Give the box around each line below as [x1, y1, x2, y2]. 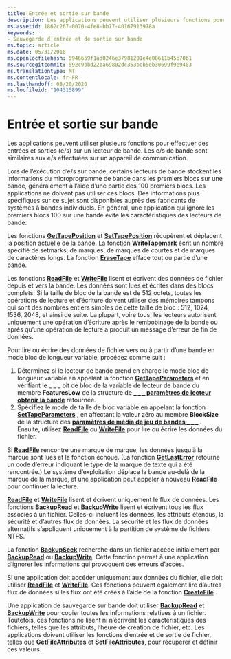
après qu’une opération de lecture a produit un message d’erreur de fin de [7, 325, 217, 334]
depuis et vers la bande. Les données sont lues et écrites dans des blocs [7, 281, 214, 290]
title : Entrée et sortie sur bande [7, 10, 109, 17]
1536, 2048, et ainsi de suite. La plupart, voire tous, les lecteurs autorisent [7, 311, 217, 319]
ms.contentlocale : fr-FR [7, 74, 78, 81]
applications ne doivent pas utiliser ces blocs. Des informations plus [7, 189, 200, 197]
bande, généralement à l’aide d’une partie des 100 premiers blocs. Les [7, 182, 206, 190]
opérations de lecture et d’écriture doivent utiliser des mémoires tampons [7, 296, 215, 305]
